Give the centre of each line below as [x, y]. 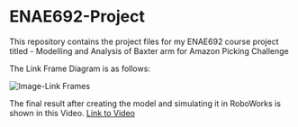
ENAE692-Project [77, 17]
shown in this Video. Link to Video [72, 113]
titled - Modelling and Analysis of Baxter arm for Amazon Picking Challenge [149, 50]
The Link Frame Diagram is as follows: [80, 68]
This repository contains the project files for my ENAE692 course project [144, 41]
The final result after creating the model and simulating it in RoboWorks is [145, 103]
